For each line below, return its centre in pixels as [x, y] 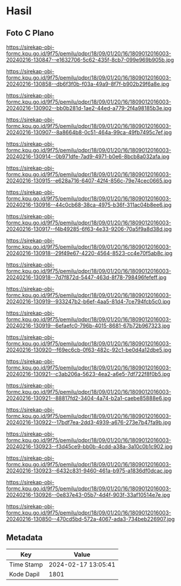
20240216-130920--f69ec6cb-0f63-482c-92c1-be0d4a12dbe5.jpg [89, 350]
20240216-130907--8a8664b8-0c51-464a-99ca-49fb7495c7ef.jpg [89, 132]
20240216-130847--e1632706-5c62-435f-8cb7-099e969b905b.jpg [90, 60]
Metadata [24, 538]
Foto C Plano [30, 33]
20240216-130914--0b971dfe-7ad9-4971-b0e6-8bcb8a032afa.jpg [88, 156]
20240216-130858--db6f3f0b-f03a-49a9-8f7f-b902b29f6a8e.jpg [88, 84]
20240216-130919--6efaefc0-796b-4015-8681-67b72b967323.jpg [88, 326]
